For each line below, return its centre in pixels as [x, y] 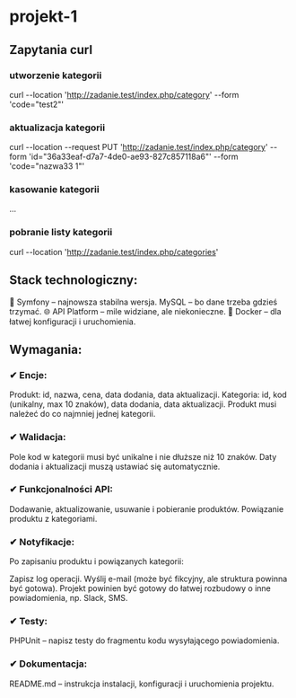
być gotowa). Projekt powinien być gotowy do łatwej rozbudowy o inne [140, 588]
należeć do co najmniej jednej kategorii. [83, 414]
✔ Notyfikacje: [42, 542]
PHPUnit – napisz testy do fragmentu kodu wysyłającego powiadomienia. [144, 641]
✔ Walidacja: [38, 437]
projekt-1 [44, 17]
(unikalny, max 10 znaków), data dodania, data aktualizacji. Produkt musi [143, 404]
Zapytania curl [51, 50]
